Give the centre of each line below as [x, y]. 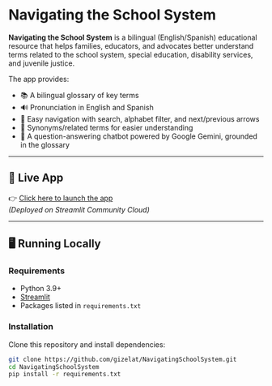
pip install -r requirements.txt [65, 375]
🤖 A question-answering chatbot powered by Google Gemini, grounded [138, 136]
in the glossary [45, 144]
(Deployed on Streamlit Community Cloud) [79, 209]
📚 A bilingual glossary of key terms [79, 95]
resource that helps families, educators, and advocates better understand [131, 45]
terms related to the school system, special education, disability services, [131, 54]
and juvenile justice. [42, 63]
